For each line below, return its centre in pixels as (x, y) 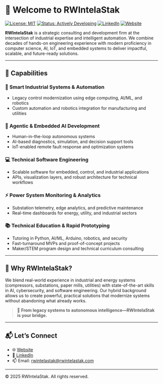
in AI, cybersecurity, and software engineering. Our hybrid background (76, 290)
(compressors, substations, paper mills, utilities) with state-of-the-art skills (80, 285)
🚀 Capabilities (26, 73)
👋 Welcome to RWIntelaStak (62, 10)
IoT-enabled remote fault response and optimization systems (73, 147)
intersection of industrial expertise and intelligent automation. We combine (79, 38)
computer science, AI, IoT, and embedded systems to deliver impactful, (76, 48)
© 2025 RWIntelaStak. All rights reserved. (47, 377)
